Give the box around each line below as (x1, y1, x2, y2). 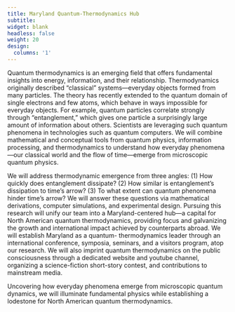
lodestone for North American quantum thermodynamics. (7, 297, 173, 305)
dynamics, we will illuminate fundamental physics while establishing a (7, 289, 209, 298)
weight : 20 (7, 36, 39, 43)
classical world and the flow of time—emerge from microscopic (24, 150, 208, 158)
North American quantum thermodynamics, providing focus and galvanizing (7, 216, 227, 224)
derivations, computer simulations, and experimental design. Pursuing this (7, 201, 222, 210)
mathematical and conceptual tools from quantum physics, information (7, 135, 212, 144)
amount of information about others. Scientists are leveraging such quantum (7, 121, 228, 129)
